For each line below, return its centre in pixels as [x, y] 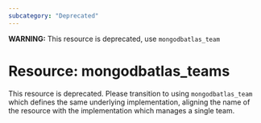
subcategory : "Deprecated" [54, 16]
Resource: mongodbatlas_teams [119, 71]
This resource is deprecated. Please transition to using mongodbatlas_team [130, 93]
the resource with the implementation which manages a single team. [122, 110]
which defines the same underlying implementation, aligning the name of [129, 102]
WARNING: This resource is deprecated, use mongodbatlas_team [114, 39]
